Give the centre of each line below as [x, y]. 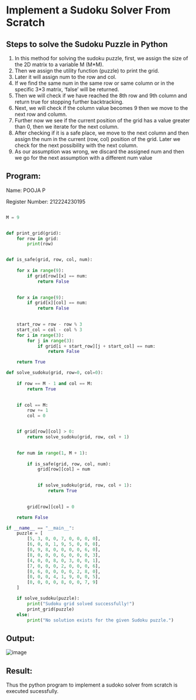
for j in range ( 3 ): [51, 341]
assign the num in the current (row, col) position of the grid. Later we [97, 139]
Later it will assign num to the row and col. [66, 77]
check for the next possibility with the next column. [76, 145]
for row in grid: [38, 239]
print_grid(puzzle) [51, 609]
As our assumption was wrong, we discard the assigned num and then [99, 152]
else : [23, 615]
